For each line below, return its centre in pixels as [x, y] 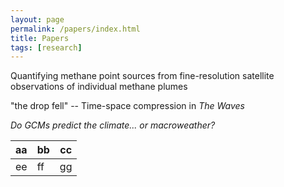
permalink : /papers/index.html [75, 29]
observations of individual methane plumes [99, 87]
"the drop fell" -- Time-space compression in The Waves [127, 106]
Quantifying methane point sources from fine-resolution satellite [142, 76]
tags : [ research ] [46, 47]
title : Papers [40, 38]
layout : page [37, 19]
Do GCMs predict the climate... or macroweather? [113, 125]
